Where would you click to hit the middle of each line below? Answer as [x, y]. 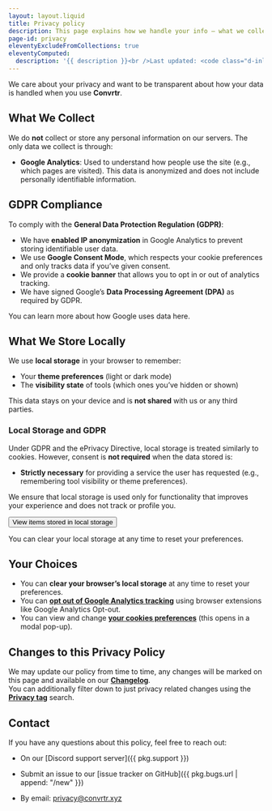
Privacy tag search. [41, 698]
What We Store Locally [67, 341]
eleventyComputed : [39, 53]
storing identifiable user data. [69, 249]
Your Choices [43, 564]
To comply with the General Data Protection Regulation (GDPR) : [116, 224]
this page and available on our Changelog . [80, 681]
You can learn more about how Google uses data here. [99, 316]
